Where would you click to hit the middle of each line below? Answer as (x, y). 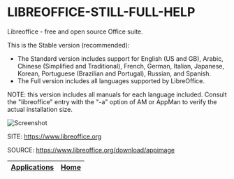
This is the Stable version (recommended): (68, 45)
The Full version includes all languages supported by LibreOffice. (111, 80)
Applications (32, 167)
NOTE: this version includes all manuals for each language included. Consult (117, 94)
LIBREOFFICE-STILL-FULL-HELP (101, 12)
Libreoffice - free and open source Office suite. (75, 31)
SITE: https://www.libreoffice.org (54, 136)
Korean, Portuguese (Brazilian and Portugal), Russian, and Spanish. (114, 73)
